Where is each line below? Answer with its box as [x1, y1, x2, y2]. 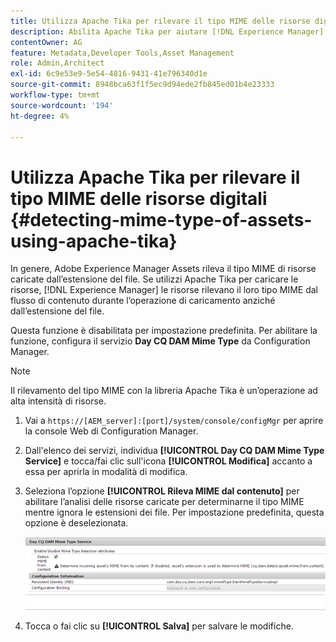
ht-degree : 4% [10, 111, 70, 121]
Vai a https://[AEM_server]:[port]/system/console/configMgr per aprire [24, 415, 324, 427]
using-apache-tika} [10, 230, 178, 252]
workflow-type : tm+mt [10, 90, 101, 100]
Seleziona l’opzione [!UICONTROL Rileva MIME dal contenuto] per [24, 485, 300, 497]
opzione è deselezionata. [24, 517, 129, 529]
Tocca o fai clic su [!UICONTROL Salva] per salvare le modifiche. [24, 620, 294, 632]
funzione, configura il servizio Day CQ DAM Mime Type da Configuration [10, 335, 311, 347]
